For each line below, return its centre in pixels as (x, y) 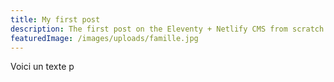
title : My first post (55, 19)
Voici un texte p (42, 67)
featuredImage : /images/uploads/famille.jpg (104, 38)
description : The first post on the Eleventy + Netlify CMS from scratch (167, 29)
